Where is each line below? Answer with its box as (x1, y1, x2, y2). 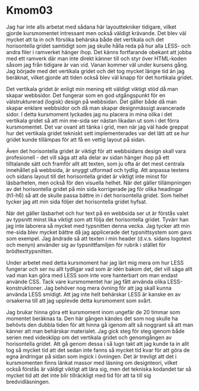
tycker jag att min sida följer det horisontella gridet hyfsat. (6, 198, 147, 205)
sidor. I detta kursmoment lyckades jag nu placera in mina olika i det (6, 111, 172, 118)
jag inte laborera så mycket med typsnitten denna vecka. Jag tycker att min (6, 222, 190, 229)
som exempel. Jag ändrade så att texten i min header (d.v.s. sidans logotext (6, 234, 191, 242)
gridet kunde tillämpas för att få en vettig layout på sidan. (6, 136, 146, 143)
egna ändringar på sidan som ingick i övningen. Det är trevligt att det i (6, 352, 177, 360)
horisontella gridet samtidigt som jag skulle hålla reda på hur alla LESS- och (6, 42, 191, 49)
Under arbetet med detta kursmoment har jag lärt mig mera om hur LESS (6, 259, 184, 266)
